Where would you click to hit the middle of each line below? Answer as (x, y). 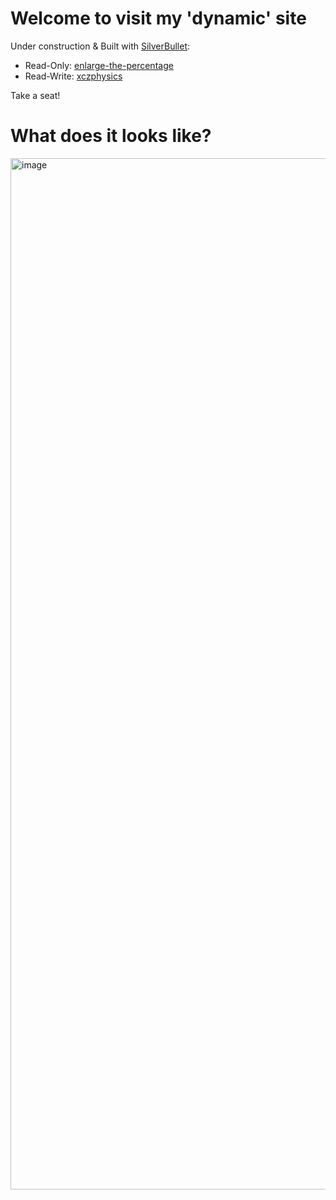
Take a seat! (35, 95)
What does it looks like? (111, 136)
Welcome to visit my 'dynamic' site (158, 18)
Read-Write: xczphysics (73, 76)
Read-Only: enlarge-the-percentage (99, 65)
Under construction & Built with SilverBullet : (100, 46)
